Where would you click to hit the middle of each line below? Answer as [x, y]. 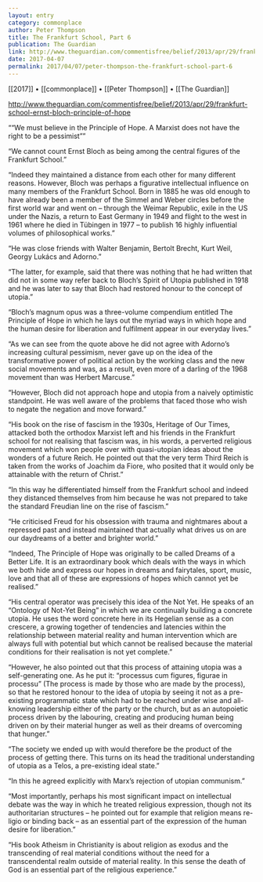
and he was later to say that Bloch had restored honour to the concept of [125, 288]
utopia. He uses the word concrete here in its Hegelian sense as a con [121, 618]
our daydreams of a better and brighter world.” [83, 538]
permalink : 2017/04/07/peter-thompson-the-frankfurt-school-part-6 [121, 67]
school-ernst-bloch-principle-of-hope [70, 112]
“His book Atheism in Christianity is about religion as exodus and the [118, 844]
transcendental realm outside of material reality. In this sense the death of [127, 861]
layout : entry [31, 15]
